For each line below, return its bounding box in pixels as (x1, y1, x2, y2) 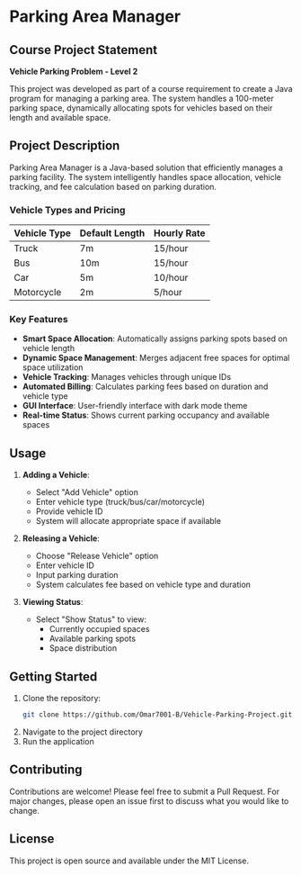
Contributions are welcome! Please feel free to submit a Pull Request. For (9, 786, 280, 797)
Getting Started (9, 669, 98, 684)
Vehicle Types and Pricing (9, 203, 126, 216)
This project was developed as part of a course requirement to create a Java (9, 84, 293, 94)
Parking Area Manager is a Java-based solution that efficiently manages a (9, 162, 283, 173)
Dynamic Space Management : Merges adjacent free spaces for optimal (22, 353, 290, 364)
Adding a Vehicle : (22, 470, 90, 481)
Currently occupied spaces (49, 624, 150, 635)
